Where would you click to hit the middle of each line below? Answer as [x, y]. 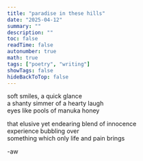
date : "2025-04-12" [35, 20]
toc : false [23, 39]
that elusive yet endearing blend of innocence [72, 124]
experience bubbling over [43, 131]
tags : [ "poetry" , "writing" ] [49, 64]
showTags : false [30, 70]
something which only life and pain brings [66, 138]
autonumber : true [32, 52]
